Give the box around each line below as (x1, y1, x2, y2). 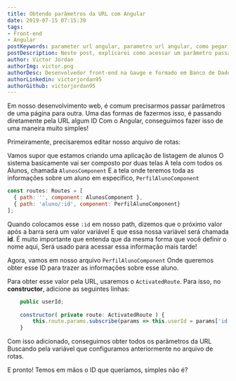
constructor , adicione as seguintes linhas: (7, 285, 130, 293)
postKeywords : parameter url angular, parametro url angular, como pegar (7, 43, 228, 50)
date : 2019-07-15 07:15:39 (7, 17, 86, 24)
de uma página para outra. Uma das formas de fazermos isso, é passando (7, 109, 222, 118)
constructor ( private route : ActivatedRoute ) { (20, 311, 165, 318)
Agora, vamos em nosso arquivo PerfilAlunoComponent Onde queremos (7, 256, 214, 264)
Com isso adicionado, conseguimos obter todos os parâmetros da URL (7, 337, 212, 346)
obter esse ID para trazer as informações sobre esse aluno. (7, 263, 179, 272)
